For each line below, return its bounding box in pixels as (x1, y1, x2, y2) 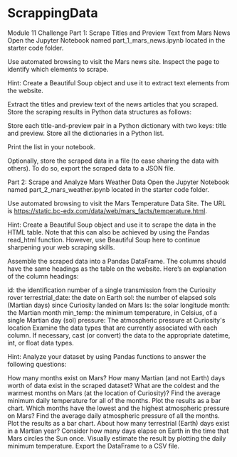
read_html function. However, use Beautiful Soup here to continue (7, 235, 201, 244)
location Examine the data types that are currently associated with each (7, 323, 218, 332)
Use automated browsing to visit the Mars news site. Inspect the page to (7, 57, 220, 65)
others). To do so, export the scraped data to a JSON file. (7, 163, 176, 172)
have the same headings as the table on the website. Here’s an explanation (7, 264, 226, 273)
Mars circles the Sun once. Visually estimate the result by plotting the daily (7, 434, 226, 442)
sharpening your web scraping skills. (7, 243, 115, 252)
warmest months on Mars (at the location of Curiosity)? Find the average (7, 389, 221, 397)
